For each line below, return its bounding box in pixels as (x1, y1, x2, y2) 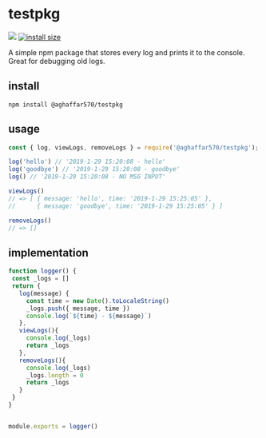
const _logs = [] (11, 275, 69, 283)
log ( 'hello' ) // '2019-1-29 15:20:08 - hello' (8, 157, 166, 166)
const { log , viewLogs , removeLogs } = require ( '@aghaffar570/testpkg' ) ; (8, 143, 260, 152)
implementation (8, 245, 89, 260)
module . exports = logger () (8, 422, 98, 430)
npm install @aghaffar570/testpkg (8, 101, 124, 109)
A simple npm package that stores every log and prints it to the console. (8, 47, 245, 57)
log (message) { (18, 289, 69, 297)
